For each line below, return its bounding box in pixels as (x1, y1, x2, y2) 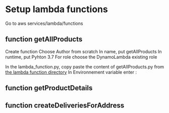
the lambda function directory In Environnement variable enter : (5, 69, 137, 75)
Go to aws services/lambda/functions (5, 20, 83, 26)
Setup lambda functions (5, 4, 108, 15)
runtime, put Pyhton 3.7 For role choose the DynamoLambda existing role (5, 54, 157, 60)
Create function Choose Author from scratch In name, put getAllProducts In (5, 48, 162, 54)
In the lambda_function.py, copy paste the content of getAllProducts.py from (5, 63, 164, 69)
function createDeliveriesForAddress (5, 101, 125, 109)
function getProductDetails (5, 84, 93, 92)
